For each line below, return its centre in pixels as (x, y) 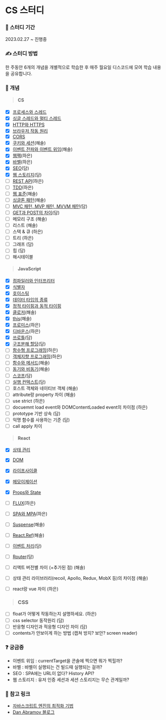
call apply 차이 (27, 426)
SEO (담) (21, 168)
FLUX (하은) (24, 503)
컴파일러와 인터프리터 (34, 281)
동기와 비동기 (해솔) (31, 369)
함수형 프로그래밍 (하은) (35, 350)
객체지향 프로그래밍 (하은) (37, 357)
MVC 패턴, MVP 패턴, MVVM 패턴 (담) (50, 206)
